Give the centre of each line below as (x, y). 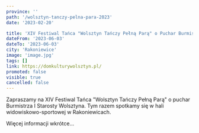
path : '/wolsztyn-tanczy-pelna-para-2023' (59, 17)
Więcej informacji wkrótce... (40, 124)
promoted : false (26, 72)
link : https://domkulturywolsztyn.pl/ (54, 66)
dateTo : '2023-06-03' (33, 44)
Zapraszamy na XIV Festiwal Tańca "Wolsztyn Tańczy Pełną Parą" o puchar (98, 100)
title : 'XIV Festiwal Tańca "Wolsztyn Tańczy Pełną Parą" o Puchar (91, 33)
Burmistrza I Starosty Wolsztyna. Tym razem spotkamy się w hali (85, 106)
